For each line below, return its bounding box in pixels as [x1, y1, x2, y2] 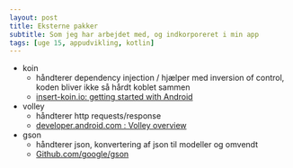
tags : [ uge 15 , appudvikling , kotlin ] [9, 38, 155, 48]
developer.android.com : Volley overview [35, 120, 187, 131]
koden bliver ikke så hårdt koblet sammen [35, 82, 191, 93]
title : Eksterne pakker [9, 22, 99, 31]
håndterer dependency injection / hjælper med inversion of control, [35, 73, 285, 84]
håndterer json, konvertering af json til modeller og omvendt [35, 139, 259, 150]
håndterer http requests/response [35, 111, 162, 121]
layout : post [9, 13, 58, 22]
